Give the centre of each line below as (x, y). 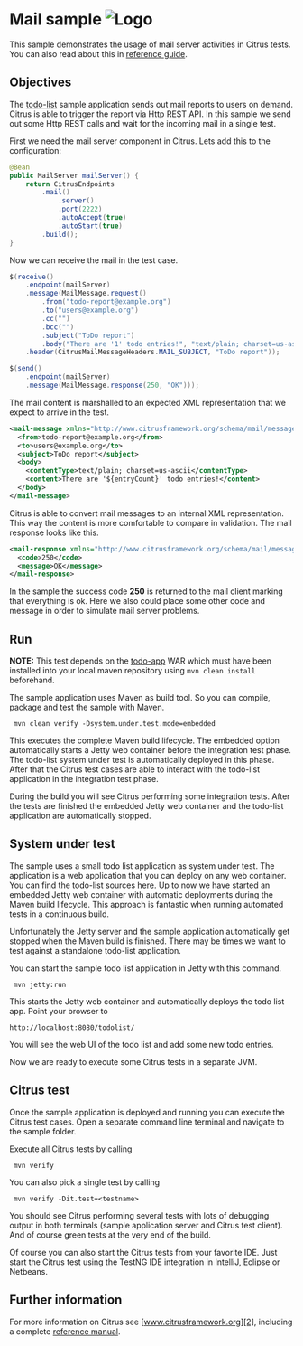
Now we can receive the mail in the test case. (94, 260)
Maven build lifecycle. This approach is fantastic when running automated (147, 904)
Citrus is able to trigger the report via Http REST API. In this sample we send (150, 114)
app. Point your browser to (59, 1011)
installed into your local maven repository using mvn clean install (133, 671)
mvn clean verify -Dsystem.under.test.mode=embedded (115, 724)
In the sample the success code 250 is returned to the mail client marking (147, 591)
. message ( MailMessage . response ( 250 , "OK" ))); (113, 385)
